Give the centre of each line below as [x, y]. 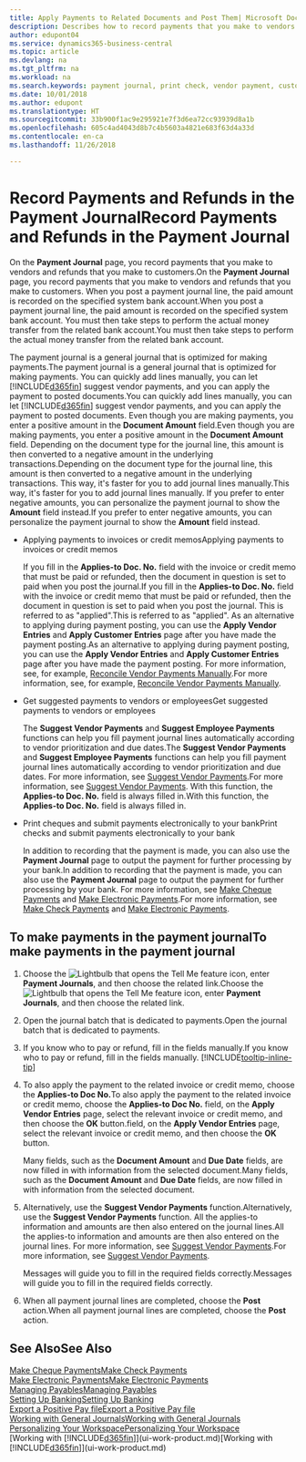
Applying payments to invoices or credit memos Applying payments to [153, 540]
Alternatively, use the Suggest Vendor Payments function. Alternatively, [157, 1207]
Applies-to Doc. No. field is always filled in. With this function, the [146, 796]
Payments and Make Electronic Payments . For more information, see [150, 899]
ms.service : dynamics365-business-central [91, 43]
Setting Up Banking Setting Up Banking [82, 1399]
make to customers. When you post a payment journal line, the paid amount [151, 291]
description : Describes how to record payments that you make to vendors [153, 26]
